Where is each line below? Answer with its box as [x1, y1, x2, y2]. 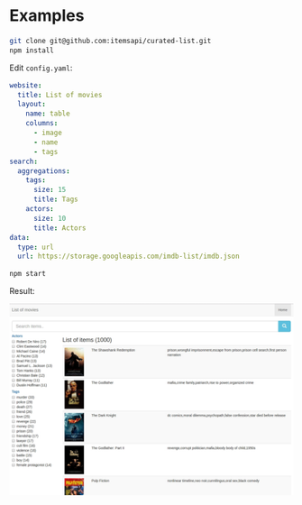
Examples [9, 5, 85, 26]
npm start [9, 270, 47, 279]
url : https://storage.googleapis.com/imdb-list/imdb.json [17, 252, 241, 262]
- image [32, 128, 63, 138]
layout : [17, 100, 47, 109]
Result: [9, 286, 35, 297]
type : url [17, 243, 54, 252]
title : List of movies [17, 90, 103, 99]
